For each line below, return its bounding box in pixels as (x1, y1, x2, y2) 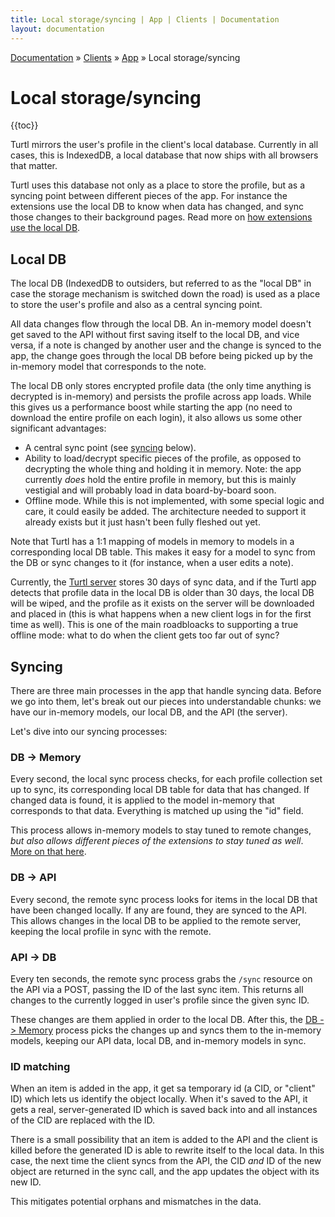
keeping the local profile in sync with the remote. (10, 925, 212, 937)
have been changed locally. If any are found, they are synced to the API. (10, 904, 308, 916)
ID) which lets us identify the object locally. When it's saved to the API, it (10, 1093, 308, 1105)
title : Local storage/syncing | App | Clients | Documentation (10, 14, 280, 25)
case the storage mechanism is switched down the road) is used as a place (10, 288, 321, 300)
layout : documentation (10, 24, 105, 34)
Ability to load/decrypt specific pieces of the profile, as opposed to (24, 452, 302, 465)
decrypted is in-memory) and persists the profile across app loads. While (10, 391, 312, 403)
